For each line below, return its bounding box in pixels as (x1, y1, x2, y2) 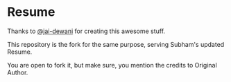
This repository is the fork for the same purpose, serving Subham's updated (7, 40, 225, 48)
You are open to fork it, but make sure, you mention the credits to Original (7, 61, 217, 69)
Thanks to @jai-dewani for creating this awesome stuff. (7, 27, 165, 35)
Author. (7, 68, 28, 76)
